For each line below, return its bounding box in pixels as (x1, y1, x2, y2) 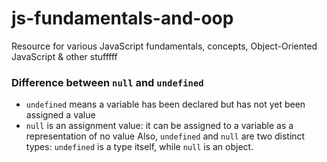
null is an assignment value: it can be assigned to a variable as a (25, 120, 294, 132)
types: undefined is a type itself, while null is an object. (25, 141, 254, 153)
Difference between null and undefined (11, 75, 204, 89)
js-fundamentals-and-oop (11, 7, 234, 30)
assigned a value (25, 109, 96, 121)
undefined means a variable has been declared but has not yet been (25, 98, 306, 111)
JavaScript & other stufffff (11, 50, 118, 62)
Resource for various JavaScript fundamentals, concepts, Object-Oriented (11, 40, 318, 52)
